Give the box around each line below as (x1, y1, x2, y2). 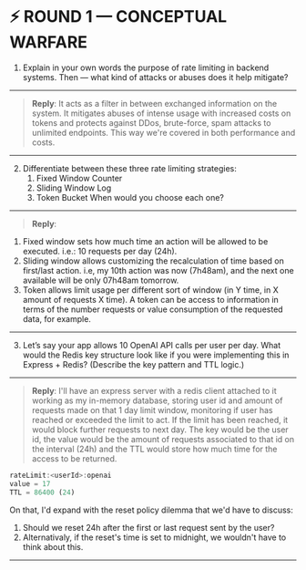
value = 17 (9, 479, 51, 488)
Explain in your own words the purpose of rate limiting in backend (22, 62, 270, 73)
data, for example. (22, 313, 91, 324)
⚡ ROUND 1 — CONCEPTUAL (9, 6, 228, 27)
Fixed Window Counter (36, 172, 123, 183)
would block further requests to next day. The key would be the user (31, 424, 289, 435)
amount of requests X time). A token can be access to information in (22, 294, 280, 305)
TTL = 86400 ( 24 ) (9, 488, 76, 497)
